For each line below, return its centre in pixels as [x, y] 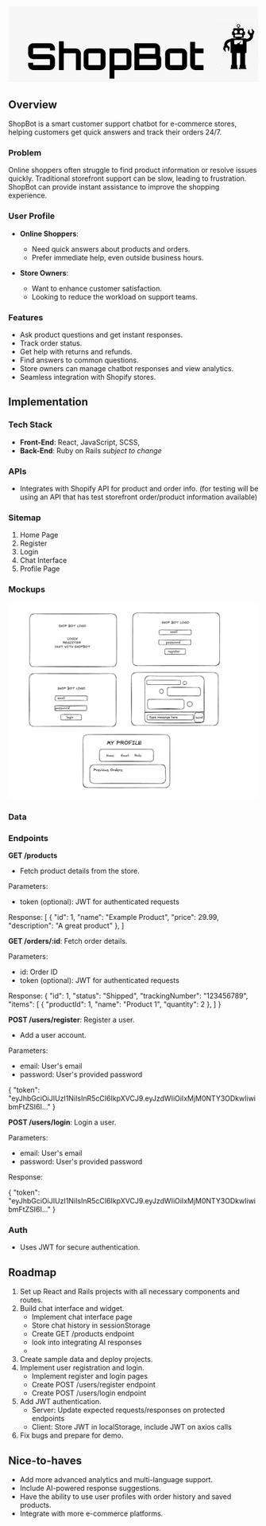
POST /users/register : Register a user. [71, 1020]
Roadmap [33, 1272]
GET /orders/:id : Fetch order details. [68, 941]
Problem [25, 153]
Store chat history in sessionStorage [91, 1325]
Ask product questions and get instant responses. [101, 335]
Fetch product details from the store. [80, 871]
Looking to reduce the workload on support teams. [115, 296]
